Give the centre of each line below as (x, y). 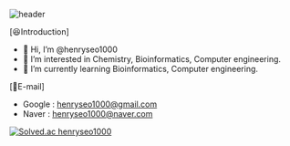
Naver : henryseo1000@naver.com (88, 114)
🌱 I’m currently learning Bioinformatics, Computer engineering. (140, 69)
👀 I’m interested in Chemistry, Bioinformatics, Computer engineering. (151, 59)
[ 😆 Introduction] (40, 31)
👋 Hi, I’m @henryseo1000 (70, 49)
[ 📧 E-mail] (27, 86)
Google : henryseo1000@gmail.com (90, 104)
